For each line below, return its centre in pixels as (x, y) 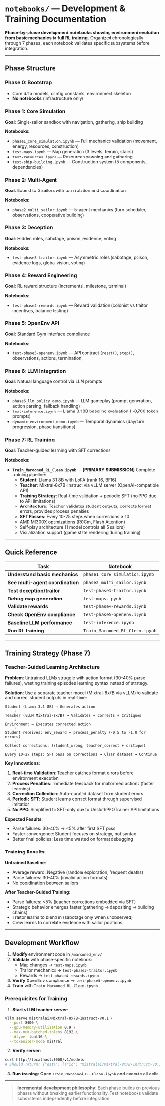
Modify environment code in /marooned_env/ (57, 954)
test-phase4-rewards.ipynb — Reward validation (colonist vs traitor (80, 305)
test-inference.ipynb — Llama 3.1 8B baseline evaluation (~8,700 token (85, 411)
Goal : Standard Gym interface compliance (48, 334)
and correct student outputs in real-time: (46, 698)
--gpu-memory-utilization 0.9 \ (43, 1027)
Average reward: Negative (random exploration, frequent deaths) (78, 872)
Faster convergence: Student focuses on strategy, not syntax (74, 834)
